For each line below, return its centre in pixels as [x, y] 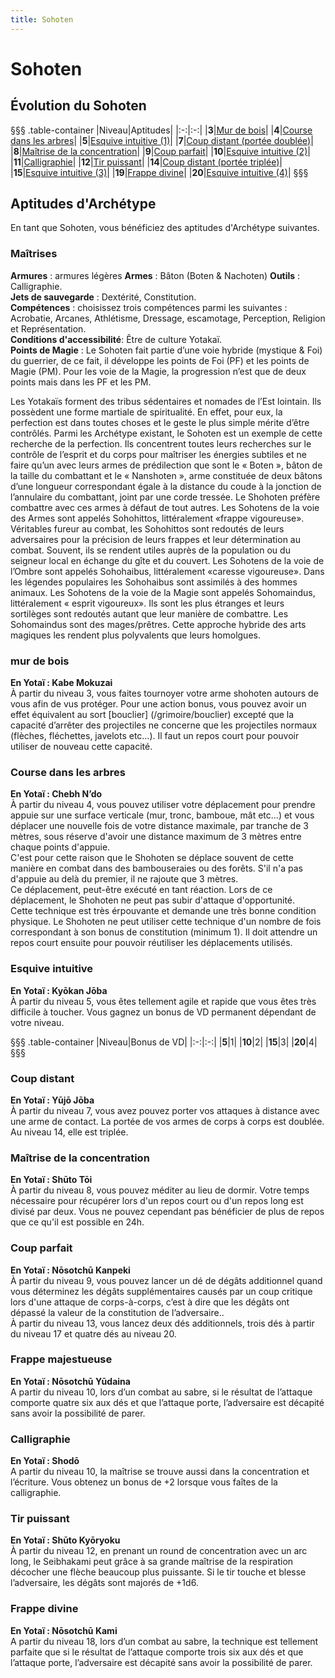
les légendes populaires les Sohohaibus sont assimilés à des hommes [154, 582]
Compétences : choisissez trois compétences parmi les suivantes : [149, 307]
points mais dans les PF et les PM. [81, 382]
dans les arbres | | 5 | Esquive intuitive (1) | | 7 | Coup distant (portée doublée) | [162, 140]
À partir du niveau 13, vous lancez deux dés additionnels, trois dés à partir [162, 1323]
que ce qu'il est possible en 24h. [77, 1222]
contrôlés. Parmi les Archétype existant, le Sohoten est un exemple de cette [166, 433]
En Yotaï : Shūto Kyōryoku [65, 1540]
